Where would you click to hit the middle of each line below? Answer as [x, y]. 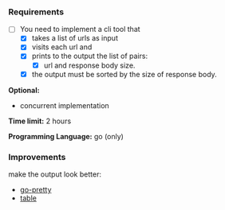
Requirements [36, 12]
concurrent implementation [64, 105]
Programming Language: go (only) [66, 136]
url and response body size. [89, 65]
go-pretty [36, 189]
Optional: [24, 90]
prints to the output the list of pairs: [90, 56]
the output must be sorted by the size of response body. [124, 74]
